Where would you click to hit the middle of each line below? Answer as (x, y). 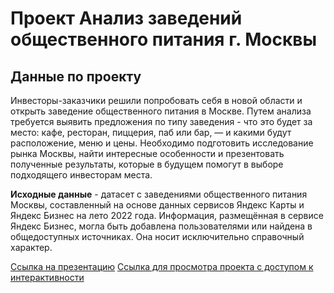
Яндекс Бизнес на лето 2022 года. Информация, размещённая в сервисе (167, 215)
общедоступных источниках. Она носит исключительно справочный (157, 236)
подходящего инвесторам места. (81, 175)
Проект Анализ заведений (126, 18)
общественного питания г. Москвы (163, 39)
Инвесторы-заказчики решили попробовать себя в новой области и (156, 100)
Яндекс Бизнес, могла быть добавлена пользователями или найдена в (161, 226)
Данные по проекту (76, 76)
